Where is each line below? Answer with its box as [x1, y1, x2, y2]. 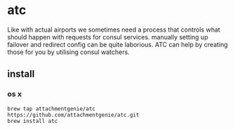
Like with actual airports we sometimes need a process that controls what [7, 25, 221, 34]
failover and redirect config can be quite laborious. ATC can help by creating [7, 40, 228, 48]
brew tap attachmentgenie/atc [7, 105, 96, 112]
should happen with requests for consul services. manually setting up [7, 32, 208, 41]
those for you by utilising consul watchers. [7, 48, 130, 56]
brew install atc [7, 117, 58, 124]
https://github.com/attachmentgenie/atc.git [7, 111, 140, 118]
